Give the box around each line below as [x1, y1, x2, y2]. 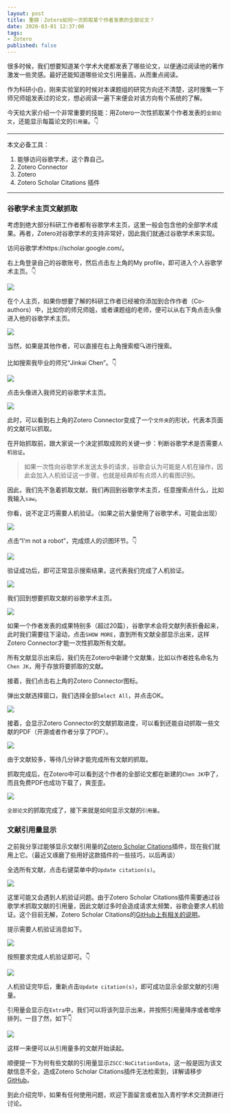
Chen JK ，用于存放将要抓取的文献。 [7, 662, 108, 670]
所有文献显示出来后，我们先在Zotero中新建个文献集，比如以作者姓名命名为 [7, 653, 219, 662]
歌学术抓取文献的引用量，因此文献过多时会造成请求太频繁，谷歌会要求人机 [7, 902, 218, 910]
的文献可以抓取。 [7, 425, 56, 433]
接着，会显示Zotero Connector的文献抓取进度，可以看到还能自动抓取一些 [7, 719, 214, 728]
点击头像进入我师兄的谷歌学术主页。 [7, 388, 110, 397]
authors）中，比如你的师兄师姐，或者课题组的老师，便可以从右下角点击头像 [7, 306, 222, 314]
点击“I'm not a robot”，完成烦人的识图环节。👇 [7, 537, 137, 545]
